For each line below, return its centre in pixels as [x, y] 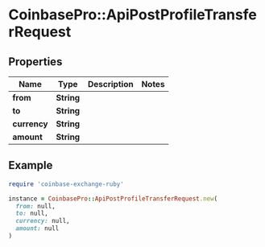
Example [31, 165]
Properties [35, 62]
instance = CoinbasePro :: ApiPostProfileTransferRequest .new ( [113, 199]
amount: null [37, 228]
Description [111, 84]
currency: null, [43, 221]
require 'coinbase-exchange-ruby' [66, 184]
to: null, [32, 214]
